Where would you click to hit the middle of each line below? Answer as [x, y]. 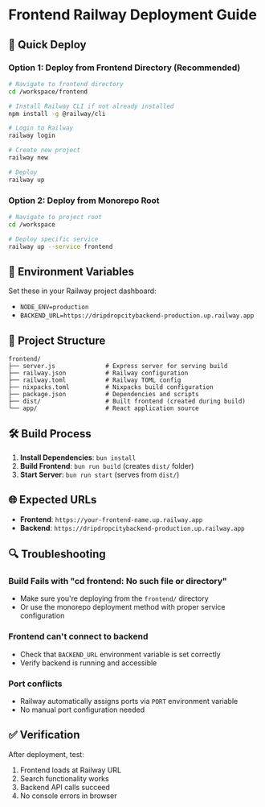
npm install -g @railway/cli [57, 114]
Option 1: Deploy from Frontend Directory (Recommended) [124, 68]
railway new [28, 158]
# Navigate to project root [55, 217]
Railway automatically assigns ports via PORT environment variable [129, 701]
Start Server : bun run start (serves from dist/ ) [100, 474]
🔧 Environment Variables [71, 271]
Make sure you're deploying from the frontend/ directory [114, 598]
